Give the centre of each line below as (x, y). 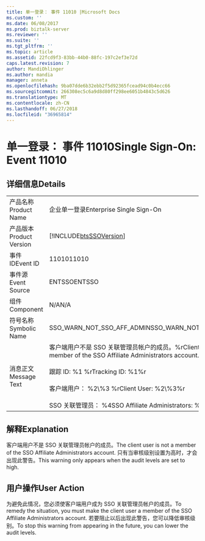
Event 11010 (37, 160)
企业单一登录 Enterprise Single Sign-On (105, 210)
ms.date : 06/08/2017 (33, 23)
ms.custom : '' (24, 18)
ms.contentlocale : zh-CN (38, 103)
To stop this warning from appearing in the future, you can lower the (103, 526)
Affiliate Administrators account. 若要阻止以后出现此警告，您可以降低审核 (98, 518)
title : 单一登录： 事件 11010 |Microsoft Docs (63, 12)
